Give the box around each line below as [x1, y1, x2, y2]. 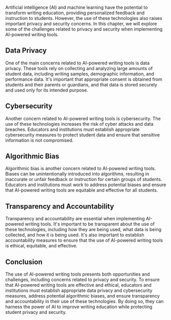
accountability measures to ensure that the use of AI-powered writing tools [5, 237, 163, 243]
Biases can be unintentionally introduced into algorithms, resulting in [5, 171, 150, 177]
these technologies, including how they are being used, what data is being [5, 226, 162, 233]
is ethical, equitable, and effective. [5, 243, 78, 249]
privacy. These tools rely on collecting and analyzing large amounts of [5, 65, 153, 71]
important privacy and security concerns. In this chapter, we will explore [5, 20, 157, 27]
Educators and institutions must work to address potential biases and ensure [5, 181, 166, 188]
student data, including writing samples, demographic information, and [5, 71, 154, 77]
